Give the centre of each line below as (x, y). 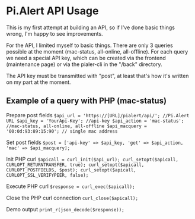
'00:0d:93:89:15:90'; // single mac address (62, 131)
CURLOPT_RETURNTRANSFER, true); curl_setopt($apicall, (75, 165)
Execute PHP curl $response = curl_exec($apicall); (71, 186)
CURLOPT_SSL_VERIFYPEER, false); (47, 175)
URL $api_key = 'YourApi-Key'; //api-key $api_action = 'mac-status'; (95, 121)
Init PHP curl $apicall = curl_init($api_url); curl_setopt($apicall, (92, 159)
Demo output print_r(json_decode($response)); (65, 209)
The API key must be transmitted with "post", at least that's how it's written (97, 76)
